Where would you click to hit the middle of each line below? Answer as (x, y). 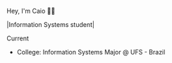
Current (18, 38)
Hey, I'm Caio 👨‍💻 (31, 11)
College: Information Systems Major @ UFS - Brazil (91, 52)
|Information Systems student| (50, 24)
